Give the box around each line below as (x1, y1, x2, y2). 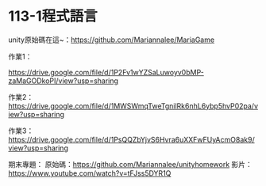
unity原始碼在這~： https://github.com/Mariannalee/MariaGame (8, 35, 215, 44)
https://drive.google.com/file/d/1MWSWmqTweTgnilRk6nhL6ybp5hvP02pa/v (8, 101, 259, 111)
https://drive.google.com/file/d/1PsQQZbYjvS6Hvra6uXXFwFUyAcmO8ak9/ (8, 135, 256, 144)
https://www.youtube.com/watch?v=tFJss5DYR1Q (8, 168, 172, 178)
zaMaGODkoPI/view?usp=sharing (8, 76, 119, 85)
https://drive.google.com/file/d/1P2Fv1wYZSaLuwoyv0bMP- (8, 67, 204, 77)
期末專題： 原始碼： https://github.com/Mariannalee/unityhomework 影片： (8, 159, 253, 169)
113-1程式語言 (8, 7, 98, 25)
